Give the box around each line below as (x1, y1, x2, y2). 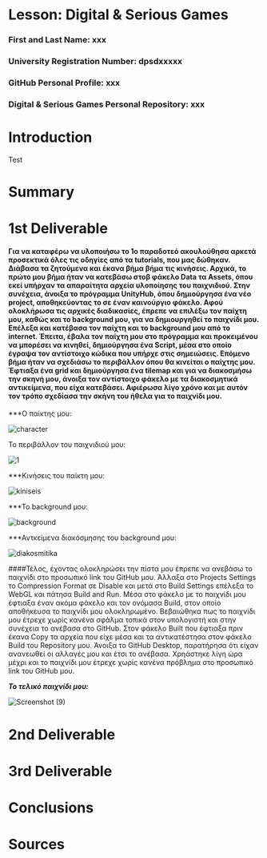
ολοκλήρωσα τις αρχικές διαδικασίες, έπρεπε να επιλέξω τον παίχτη (8, 306, 248, 316)
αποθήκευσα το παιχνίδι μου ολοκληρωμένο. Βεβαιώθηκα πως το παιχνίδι (8, 606, 256, 616)
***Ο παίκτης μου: (8, 409, 72, 418)
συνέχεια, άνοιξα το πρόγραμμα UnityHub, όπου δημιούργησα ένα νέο (8, 288, 252, 298)
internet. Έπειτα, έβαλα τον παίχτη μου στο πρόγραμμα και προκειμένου (8, 331, 258, 341)
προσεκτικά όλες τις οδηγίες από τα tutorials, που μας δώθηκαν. (8, 255, 231, 264)
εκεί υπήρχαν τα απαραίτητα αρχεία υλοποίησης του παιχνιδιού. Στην (8, 280, 250, 290)
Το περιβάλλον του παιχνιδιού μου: (8, 440, 126, 449)
